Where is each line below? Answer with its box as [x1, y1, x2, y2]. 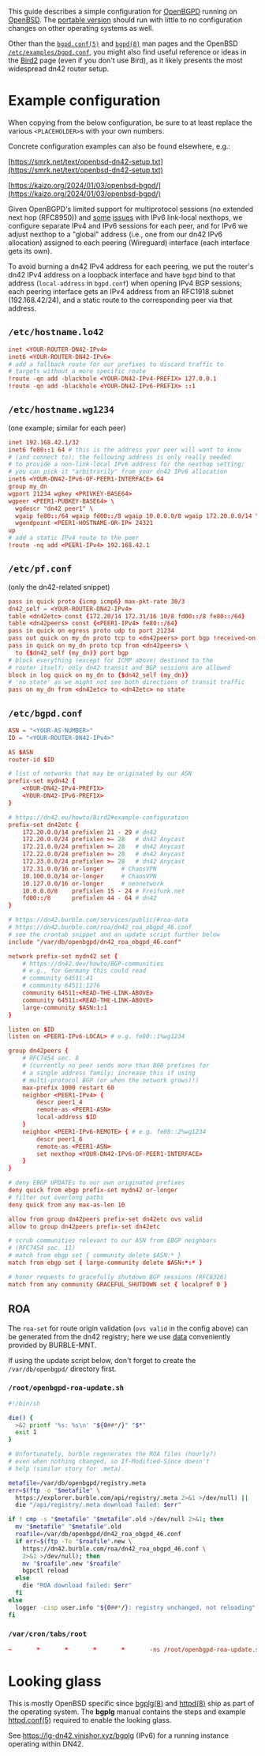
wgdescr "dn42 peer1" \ [15, 504, 93, 512]
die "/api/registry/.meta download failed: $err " [15, 1501, 181, 1509]
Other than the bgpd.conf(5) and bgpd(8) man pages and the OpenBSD [8, 39, 238, 48]
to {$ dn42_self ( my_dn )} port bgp [15, 648, 129, 657]
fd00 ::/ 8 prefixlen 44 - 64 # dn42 [22, 894, 157, 902]
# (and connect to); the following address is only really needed [8, 453, 231, 461]
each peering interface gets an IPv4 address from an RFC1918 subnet [8, 286, 234, 296]
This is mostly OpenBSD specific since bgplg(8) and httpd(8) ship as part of [8, 1698, 255, 1708]
